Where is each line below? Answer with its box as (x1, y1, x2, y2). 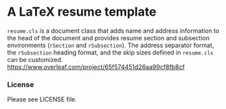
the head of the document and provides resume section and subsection (7, 33, 210, 42)
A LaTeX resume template (7, 4, 157, 20)
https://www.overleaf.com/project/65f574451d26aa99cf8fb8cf (7, 63, 185, 71)
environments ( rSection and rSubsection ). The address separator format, (7, 41, 214, 49)
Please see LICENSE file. (7, 95, 77, 104)
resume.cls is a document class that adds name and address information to (7, 27, 220, 35)
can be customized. (7, 55, 63, 63)
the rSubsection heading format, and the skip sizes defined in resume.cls (7, 48, 214, 57)
